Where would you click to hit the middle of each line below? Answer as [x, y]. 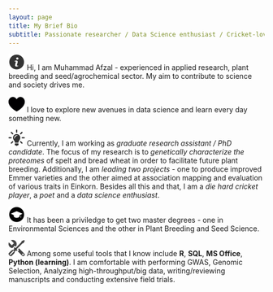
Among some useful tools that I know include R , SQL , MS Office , [134, 254]
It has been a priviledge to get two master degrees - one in [125, 220]
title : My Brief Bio [43, 26]
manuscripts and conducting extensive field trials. [92, 280]
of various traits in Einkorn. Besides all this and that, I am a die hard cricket [133, 186]
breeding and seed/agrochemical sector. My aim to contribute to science [130, 76]
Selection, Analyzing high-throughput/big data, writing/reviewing [117, 271]
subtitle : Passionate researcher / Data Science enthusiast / [116, 34]
